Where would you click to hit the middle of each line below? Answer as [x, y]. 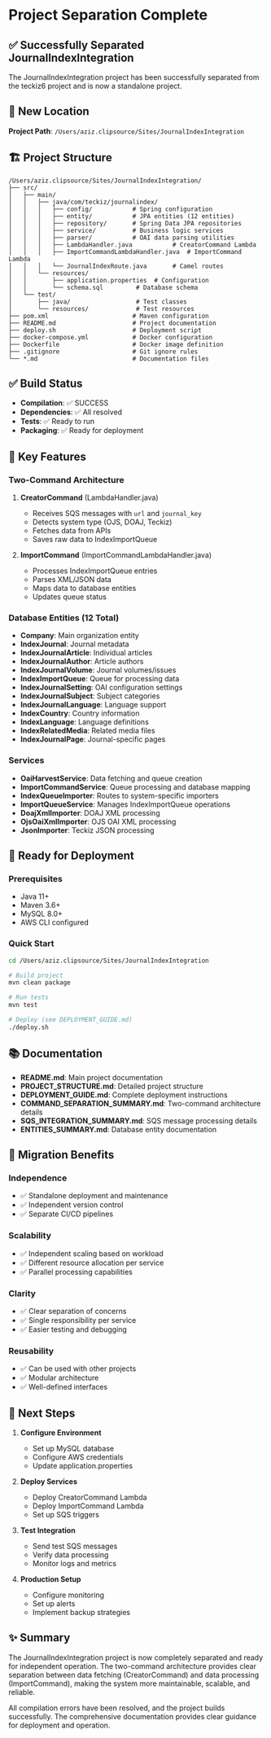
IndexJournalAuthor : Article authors [82, 662]
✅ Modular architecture [59, 1378]
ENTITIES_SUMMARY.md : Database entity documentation [118, 1129]
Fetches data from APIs [72, 531]
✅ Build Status [46, 384]
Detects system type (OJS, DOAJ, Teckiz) [102, 522]
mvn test [23, 1005]
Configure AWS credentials [78, 1457]
